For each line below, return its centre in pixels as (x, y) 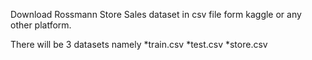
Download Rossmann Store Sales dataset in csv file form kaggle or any (156, 14)
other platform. (41, 25)
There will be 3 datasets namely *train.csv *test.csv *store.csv (139, 44)
